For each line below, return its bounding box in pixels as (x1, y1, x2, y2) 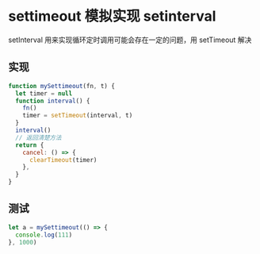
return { (15, 140, 44, 149)
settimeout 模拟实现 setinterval (8, 7, 216, 25)
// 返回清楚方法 (15, 133, 62, 141)
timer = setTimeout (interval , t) (22, 112, 133, 120)
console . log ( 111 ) (15, 231, 73, 239)
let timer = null (15, 89, 73, 98)
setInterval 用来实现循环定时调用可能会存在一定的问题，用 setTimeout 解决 (8, 35, 252, 44)
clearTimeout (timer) (29, 156, 97, 164)
